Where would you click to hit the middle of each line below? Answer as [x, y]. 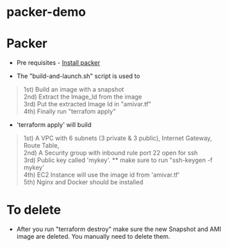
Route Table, [41, 146]
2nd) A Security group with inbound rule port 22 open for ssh [111, 153]
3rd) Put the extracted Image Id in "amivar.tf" [87, 104]
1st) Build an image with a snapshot [74, 90]
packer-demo [46, 12]
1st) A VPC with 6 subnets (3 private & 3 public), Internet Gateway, [117, 138]
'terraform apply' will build [54, 125]
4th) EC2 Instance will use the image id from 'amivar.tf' [102, 175]
